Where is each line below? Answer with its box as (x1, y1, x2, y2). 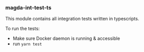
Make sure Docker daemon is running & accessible (12, 35, 120, 42)
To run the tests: (5, 25, 40, 32)
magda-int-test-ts (5, 4, 52, 11)
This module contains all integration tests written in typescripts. (5, 16, 139, 22)
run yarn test (12, 41, 42, 47)
